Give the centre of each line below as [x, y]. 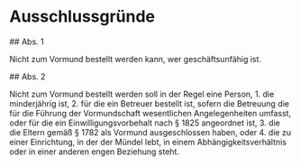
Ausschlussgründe [82, 17]
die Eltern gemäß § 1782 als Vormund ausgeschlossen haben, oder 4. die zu [150, 132]
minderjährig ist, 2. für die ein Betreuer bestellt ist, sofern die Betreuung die [150, 103]
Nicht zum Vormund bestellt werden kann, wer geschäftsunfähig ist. [136, 59]
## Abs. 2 [27, 76]
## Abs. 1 [27, 41]
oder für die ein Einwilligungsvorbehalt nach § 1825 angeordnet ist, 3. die [145, 123]
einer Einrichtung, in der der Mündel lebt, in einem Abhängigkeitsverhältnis [148, 142]
